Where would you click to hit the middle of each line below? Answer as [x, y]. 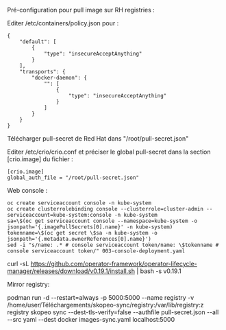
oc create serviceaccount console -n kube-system [79, 203]
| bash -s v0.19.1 [159, 271]
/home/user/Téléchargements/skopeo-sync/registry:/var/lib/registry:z [105, 305]
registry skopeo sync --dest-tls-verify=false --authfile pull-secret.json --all [113, 312]
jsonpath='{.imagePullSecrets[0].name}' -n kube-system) [90, 227]
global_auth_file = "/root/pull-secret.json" [73, 178]
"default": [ [38, 42]
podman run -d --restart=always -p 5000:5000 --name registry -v [101, 297]
